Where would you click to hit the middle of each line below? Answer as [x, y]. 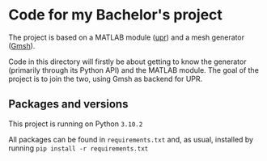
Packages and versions [68, 104]
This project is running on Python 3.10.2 [76, 124]
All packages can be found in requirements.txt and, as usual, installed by [131, 139]
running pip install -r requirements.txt [78, 148]
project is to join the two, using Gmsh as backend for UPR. [106, 78]
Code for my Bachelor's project [115, 15]
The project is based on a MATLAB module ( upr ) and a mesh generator [127, 37]
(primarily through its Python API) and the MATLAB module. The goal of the [133, 70]
